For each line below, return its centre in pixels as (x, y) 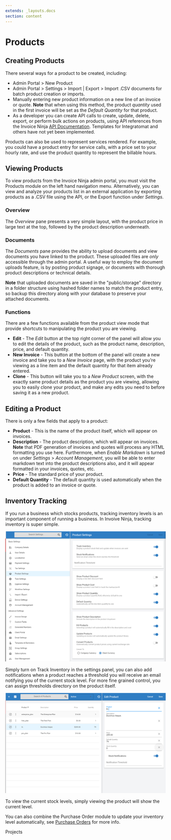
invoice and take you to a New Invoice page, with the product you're (84, 360)
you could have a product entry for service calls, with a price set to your (81, 147)
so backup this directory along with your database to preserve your (76, 293)
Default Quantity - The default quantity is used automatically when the (87, 480)
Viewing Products (34, 168)
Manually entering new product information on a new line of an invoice (87, 99)
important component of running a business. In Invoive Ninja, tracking (78, 519)
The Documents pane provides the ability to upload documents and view (81, 251)
